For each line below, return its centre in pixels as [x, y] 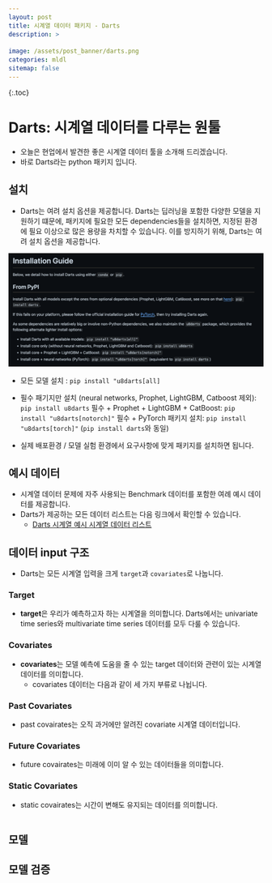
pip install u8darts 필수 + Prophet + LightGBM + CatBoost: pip [127, 407]
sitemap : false [34, 69]
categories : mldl [38, 60]
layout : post [30, 17]
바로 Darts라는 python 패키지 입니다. [79, 161]
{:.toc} [19, 92]
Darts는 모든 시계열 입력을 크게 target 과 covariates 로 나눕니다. [122, 574]
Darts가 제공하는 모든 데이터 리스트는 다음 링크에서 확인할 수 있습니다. [130, 514]
